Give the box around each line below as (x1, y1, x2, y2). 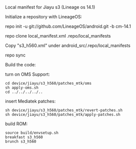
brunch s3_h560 (5, 139, 37, 144)
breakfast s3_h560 (5, 135, 43, 140)
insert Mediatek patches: (5, 99, 56, 104)
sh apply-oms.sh (5, 85, 39, 90)
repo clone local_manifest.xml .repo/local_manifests (5, 33, 111, 39)
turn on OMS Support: (5, 71, 50, 77)
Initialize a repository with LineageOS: (5, 14, 83, 19)
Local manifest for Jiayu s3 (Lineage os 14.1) (5, 4, 95, 10)
